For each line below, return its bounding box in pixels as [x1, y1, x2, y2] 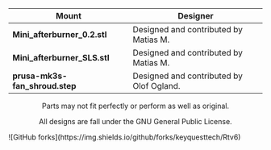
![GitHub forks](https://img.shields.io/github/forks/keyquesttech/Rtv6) [8, 132, 241, 142]
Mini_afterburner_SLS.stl [12, 52, 110, 63]
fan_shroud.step [12, 81, 77, 91]
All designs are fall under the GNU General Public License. [39, 117, 232, 126]
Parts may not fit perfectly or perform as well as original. [41, 101, 230, 110]
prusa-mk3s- [12, 70, 68, 81]
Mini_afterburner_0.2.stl [12, 29, 107, 40]
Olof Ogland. [132, 81, 181, 91]
